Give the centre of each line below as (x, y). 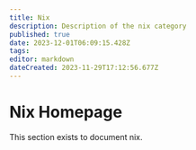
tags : (19, 51)
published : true (40, 34)
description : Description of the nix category (98, 26)
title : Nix (30, 18)
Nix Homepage (66, 112)
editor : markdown (42, 59)
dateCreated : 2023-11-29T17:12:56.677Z (84, 68)
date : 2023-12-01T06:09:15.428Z (70, 43)
